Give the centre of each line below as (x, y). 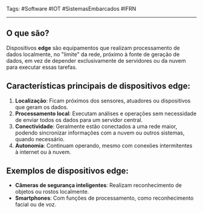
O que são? (28, 33)
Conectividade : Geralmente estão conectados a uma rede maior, (96, 126)
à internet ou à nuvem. (43, 152)
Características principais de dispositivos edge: (98, 86)
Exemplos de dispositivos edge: (67, 171)
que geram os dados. (41, 107)
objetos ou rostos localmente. (52, 192)
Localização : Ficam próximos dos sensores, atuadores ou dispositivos (103, 100)
